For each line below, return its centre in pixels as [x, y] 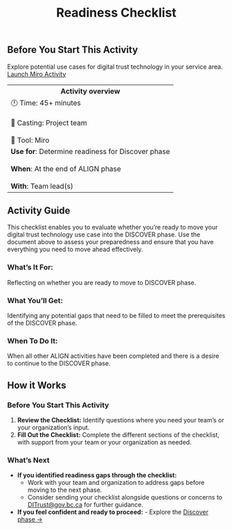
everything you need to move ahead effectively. [75, 249]
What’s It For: [30, 267]
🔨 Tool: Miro [30, 140]
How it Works [37, 385]
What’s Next [28, 460]
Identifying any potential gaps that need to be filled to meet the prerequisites [116, 316]
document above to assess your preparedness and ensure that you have [110, 242]
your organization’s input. [53, 427]
